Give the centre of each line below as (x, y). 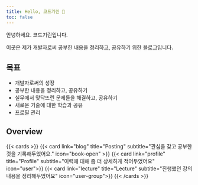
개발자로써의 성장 (35, 83)
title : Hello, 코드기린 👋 (35, 12)
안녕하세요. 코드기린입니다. (37, 35)
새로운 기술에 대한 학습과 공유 (48, 105)
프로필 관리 (27, 112)
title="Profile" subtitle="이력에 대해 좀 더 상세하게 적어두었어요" (80, 161)
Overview (25, 132)
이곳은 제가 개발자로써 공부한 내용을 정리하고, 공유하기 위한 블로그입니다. (90, 47)
